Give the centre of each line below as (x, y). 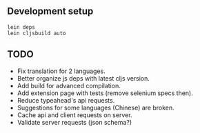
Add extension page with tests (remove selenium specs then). (105, 93)
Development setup (50, 11)
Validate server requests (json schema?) (74, 122)
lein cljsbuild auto (37, 33)
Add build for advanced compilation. (69, 85)
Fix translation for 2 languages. (61, 71)
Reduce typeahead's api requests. (66, 100)
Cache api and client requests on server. (74, 115)
